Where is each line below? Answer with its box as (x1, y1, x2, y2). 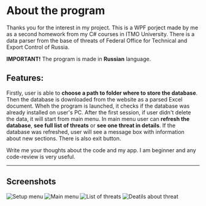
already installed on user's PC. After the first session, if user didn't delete (6, 108, 191, 116)
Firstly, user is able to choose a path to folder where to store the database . (6, 89, 198, 97)
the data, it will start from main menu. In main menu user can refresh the (6, 115, 190, 122)
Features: (6, 73, 44, 83)
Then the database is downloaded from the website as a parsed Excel (6, 95, 183, 103)
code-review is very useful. (6, 153, 75, 160)
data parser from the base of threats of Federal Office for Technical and (6, 37, 188, 44)
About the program (6, 4, 105, 18)
